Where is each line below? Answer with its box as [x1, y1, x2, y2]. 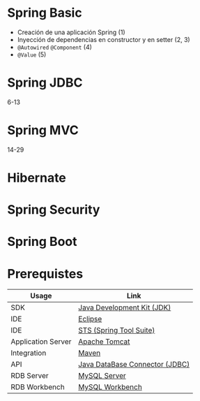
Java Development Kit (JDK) [78, 302, 171, 312]
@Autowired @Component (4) [17, 43, 93, 51]
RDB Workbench [10, 382, 65, 392]
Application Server [10, 337, 72, 347]
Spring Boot [7, 234, 77, 249]
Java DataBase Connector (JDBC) [78, 360, 190, 370]
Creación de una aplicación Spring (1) [17, 28, 125, 36]
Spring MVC [7, 122, 79, 138]
